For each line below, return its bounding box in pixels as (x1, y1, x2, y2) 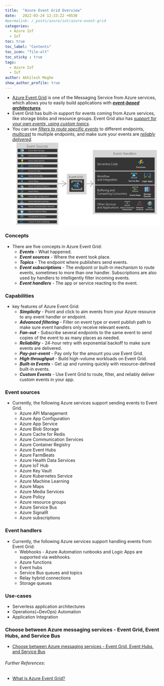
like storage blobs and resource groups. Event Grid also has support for (12, 115, 157, 121)
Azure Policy (19, 494, 46, 500)
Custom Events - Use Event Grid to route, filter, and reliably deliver (19, 372, 155, 377)
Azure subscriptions (19, 515, 60, 521)
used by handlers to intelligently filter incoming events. (19, 275, 130, 281)
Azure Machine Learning (19, 478, 70, 484)
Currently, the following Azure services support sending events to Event (12, 400, 158, 406)
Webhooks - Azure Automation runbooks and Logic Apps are (19, 548, 143, 555)
